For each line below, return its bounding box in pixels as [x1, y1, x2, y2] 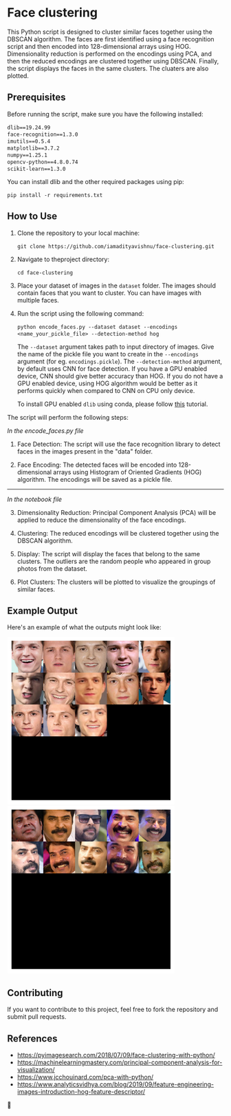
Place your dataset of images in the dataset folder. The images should [16, 281, 217, 290]
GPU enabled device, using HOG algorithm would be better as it [16, 379, 198, 387]
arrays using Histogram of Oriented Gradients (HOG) [53, 467, 202, 476]
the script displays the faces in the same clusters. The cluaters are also [7, 64, 209, 72]
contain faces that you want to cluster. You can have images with [16, 288, 201, 297]
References [7, 1033, 58, 1044]
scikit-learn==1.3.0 [7, 165, 67, 172]
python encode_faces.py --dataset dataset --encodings [16, 323, 178, 330]
